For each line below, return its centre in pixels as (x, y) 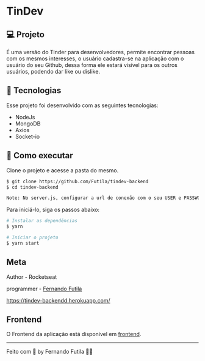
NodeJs (25, 117)
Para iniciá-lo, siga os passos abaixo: (53, 210)
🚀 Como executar (40, 156)
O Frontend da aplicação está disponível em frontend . (74, 334)
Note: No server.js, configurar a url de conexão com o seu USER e (94, 198)
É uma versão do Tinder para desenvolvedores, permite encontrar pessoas (101, 52)
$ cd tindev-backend (33, 187)
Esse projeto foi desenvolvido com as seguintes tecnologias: (82, 105)
